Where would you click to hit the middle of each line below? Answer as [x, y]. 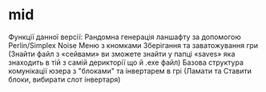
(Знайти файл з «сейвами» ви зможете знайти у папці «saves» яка [122, 54]
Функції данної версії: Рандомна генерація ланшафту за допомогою [125, 37]
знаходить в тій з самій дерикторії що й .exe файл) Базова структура [126, 62]
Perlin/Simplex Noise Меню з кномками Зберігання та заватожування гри [133, 45]
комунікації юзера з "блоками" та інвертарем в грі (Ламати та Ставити [130, 70]
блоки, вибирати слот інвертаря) [64, 79]
